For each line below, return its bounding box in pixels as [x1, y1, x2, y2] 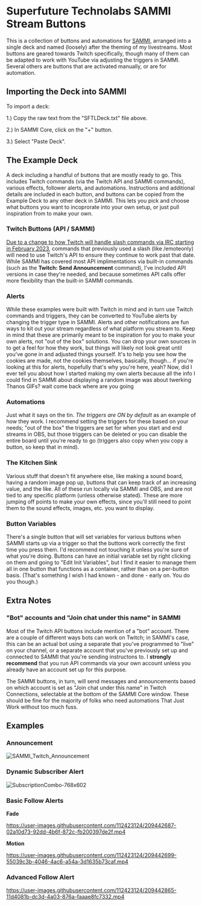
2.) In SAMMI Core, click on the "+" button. [6, 126, 113, 133]
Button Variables [6, 519, 56, 528]
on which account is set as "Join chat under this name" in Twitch [6, 684, 167, 691]
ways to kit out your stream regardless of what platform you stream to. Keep [6, 325, 195, 333]
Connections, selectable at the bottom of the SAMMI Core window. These [6, 690, 189, 698]
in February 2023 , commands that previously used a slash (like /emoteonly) [6, 244, 194, 252]
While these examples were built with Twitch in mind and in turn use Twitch [6, 306, 194, 313]
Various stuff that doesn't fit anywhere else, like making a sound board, [6, 472, 183, 479]
